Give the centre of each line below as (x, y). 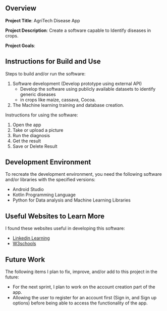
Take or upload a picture (38, 130)
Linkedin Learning (31, 238)
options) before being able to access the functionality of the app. (80, 303)
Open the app (27, 125)
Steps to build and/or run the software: (45, 73)
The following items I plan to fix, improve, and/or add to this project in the (81, 272)
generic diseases (38, 94)
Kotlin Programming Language (44, 195)
